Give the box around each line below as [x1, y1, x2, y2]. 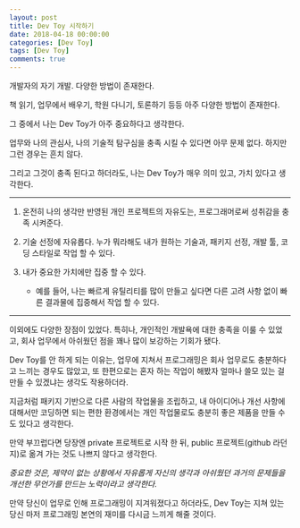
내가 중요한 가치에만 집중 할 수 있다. [21, 267, 146, 277]
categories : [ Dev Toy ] [9, 38, 94, 47]
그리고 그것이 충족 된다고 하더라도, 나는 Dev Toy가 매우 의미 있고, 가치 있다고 [9, 167, 277, 178]
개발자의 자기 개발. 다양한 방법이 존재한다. [9, 81, 154, 90]
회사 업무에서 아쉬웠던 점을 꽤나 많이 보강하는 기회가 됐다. [21, 336, 221, 345]
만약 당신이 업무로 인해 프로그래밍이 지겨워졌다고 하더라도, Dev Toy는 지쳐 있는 [9, 498, 285, 508]
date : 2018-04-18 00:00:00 [9, 30, 110, 38]
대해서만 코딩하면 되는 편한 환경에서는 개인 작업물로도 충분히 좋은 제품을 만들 [9, 407, 277, 417]
